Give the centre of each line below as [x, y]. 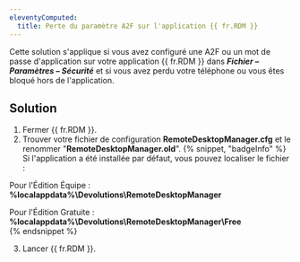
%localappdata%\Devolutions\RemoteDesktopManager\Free [125, 222]
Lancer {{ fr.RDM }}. [59, 249]
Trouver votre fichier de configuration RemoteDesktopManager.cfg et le [156, 139]
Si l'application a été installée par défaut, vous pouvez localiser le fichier [155, 159]
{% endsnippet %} [43, 231]
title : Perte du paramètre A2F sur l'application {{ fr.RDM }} [137, 26]
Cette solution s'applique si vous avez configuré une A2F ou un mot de [140, 51]
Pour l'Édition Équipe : [50, 186]
